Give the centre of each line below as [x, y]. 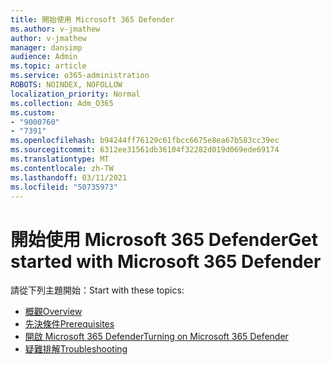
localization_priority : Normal [75, 94]
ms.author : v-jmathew [55, 29]
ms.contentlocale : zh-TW [62, 168]
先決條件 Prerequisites [69, 324]
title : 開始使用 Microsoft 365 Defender [92, 19]
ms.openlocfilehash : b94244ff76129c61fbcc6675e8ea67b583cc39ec [145, 141]
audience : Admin [44, 57]
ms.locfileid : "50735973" [64, 187]
